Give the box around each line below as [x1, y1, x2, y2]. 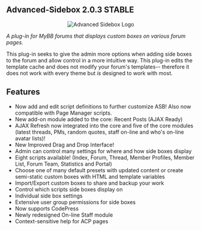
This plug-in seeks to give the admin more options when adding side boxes [6, 50, 192, 58]
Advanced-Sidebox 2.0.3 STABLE [6, 5, 134, 15]
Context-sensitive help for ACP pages [14, 217, 109, 224]
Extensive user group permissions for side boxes [14, 198, 136, 206]
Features [6, 87, 40, 97]
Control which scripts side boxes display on [14, 185, 123, 193]
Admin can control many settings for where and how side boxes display [14, 147, 192, 155]
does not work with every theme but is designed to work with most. [6, 69, 173, 77]
